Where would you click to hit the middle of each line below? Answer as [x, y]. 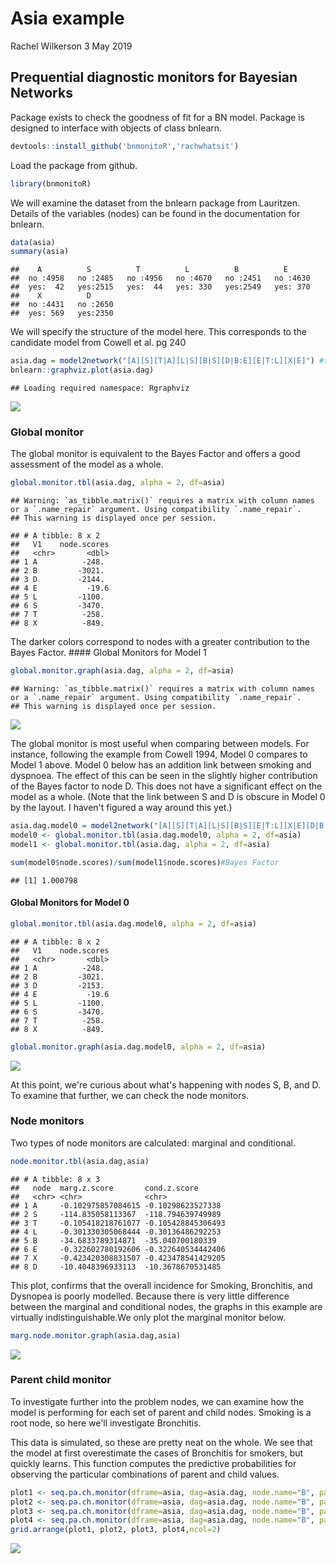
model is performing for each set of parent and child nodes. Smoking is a [161, 1412]
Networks [41, 93]
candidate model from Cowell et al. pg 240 [98, 343]
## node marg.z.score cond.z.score [104, 1188]
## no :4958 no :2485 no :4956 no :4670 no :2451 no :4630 [160, 278]
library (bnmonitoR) [51, 183]
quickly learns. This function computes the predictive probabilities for [153, 1463]
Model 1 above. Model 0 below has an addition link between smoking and [161, 765]
